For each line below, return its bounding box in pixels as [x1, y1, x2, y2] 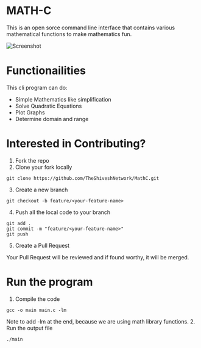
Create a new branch [15, 186, 68, 193]
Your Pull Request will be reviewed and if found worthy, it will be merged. [6, 253, 189, 261]
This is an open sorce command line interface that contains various [6, 24, 175, 31]
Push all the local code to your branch [15, 209, 111, 216]
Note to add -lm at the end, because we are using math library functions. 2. [6, 317, 196, 325]
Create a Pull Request [15, 242, 70, 249]
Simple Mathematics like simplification [15, 95, 111, 103]
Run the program [6, 275, 93, 289]
